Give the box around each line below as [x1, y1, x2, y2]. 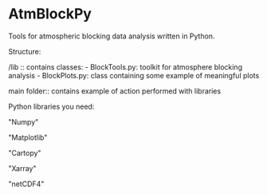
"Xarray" [8, 163, 37, 173]
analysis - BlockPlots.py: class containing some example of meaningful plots [8, 70, 260, 80]
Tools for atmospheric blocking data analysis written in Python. [8, 31, 215, 41]
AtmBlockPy [8, 5, 92, 23]
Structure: [8, 46, 41, 56]
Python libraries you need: [8, 101, 95, 111]
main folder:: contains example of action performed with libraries [8, 86, 222, 96]
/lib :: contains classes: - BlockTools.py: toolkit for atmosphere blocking [8, 62, 243, 72]
